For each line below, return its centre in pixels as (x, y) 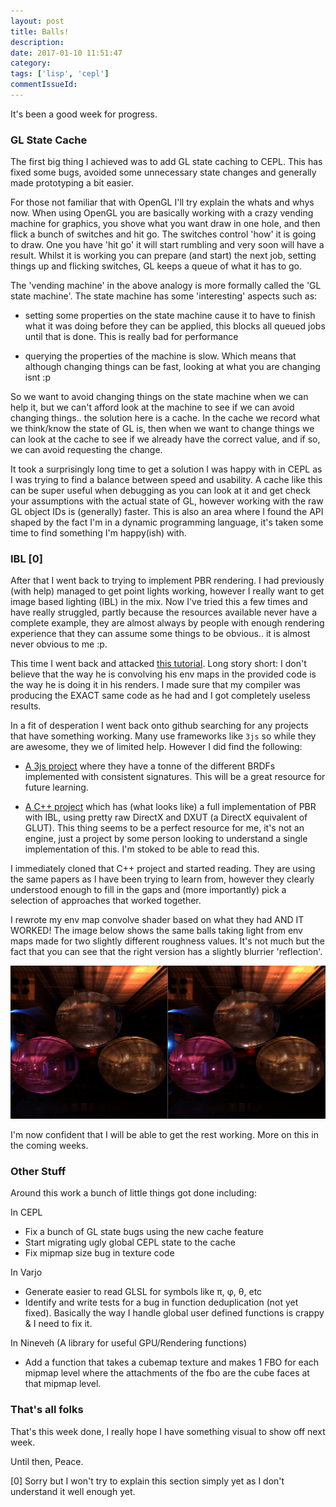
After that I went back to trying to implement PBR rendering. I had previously (167, 581)
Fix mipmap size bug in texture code (99, 1253)
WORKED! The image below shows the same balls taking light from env (156, 931)
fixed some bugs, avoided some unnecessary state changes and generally (163, 172)
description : (37, 42)
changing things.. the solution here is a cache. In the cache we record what (165, 418)
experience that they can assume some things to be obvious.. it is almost (160, 634)
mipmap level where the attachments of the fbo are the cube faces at (167, 1373)
